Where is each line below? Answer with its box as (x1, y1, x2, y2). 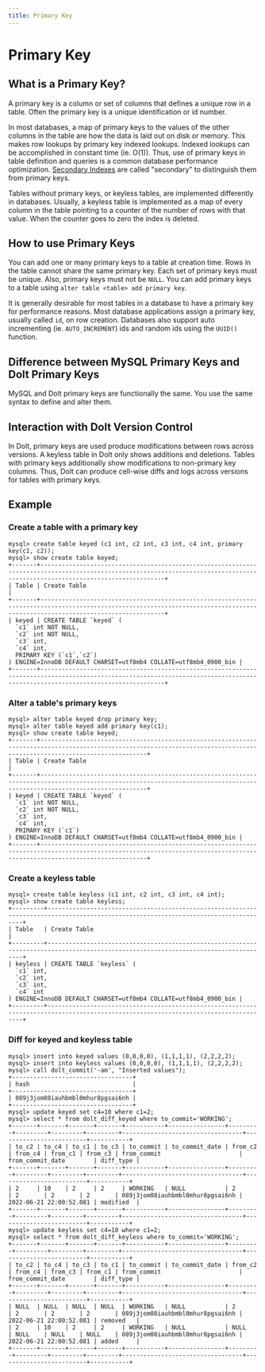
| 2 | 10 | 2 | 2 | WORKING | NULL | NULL (8, 1324, 247, 1331)
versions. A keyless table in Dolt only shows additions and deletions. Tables (8, 450, 255, 459)
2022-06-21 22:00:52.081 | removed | (8, 1316, 140, 1324)
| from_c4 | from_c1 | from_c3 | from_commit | (8, 1150, 244, 1158)
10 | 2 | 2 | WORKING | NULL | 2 (43, 1185, 236, 1192)
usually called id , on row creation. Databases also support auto (8, 315, 216, 325)
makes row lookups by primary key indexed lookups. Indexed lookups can (8, 139, 250, 149)
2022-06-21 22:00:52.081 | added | (8, 1337, 140, 1345)
